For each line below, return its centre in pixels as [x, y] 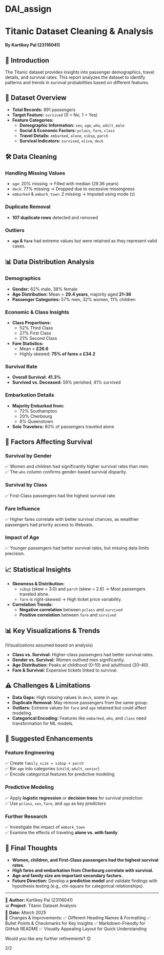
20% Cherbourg [36, 416]
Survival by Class [26, 485]
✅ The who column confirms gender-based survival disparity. [66, 472]
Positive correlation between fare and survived [68, 615]
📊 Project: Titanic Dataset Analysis [41, 905]
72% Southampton [38, 411]
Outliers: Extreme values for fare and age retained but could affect [79, 708]
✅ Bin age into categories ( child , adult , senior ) [52, 769]
